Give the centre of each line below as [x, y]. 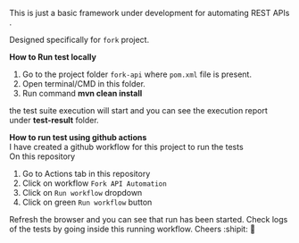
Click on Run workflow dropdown [82, 193]
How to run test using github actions [78, 137]
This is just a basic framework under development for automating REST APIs [149, 13]
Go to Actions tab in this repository [86, 174]
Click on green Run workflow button [87, 202]
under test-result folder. [54, 120]
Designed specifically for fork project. [79, 40]
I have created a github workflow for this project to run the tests [126, 147]
